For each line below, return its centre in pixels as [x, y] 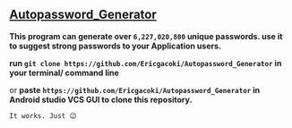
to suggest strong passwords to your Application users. [116, 46]
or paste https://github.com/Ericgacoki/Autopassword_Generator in [135, 90]
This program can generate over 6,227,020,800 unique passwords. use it [146, 36]
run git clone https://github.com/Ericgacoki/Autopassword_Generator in [146, 63]
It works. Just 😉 [43, 115]
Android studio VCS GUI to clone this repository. [101, 99]
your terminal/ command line [64, 73]
